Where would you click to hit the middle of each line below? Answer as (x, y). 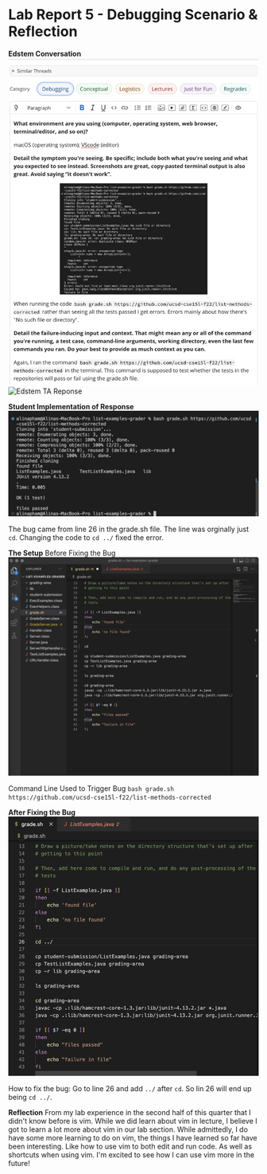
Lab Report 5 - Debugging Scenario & (133, 15)
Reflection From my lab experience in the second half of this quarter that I (130, 1113)
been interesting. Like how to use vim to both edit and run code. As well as (130, 1147)
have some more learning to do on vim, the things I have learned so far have (133, 1138)
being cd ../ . (30, 1098)
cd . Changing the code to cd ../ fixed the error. (86, 538)
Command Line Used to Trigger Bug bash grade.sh (91, 789)
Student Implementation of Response (71, 407)
